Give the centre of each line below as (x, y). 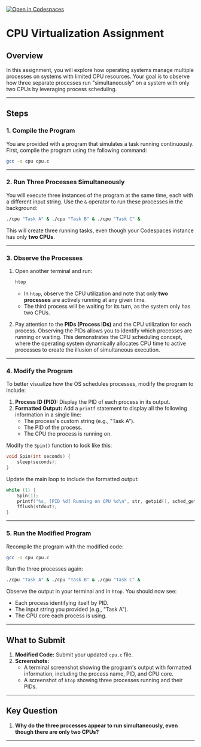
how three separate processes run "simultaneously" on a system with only (98, 83)
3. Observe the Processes (45, 258)
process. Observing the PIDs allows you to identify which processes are (103, 331)
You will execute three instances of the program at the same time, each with (100, 195)
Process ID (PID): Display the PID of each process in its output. (92, 402)
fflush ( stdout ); (37, 507)
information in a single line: (48, 415)
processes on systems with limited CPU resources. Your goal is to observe (98, 76)
